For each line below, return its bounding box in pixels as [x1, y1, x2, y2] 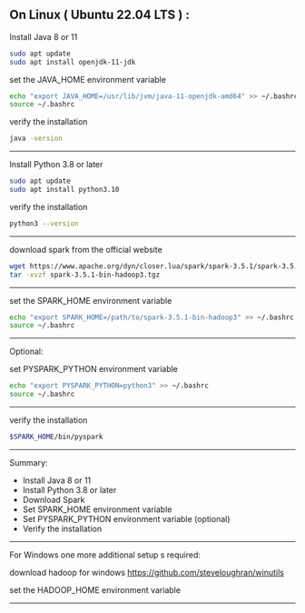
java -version [9, 134, 64, 144]
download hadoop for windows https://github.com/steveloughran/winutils [9, 567, 284, 578]
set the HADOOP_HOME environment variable [9, 584, 182, 595]
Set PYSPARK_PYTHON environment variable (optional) [22, 513, 231, 524]
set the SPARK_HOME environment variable [9, 295, 172, 306]
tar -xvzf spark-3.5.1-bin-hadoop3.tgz [9, 270, 161, 279]
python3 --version [9, 218, 79, 228]
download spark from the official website [9, 244, 163, 255]
